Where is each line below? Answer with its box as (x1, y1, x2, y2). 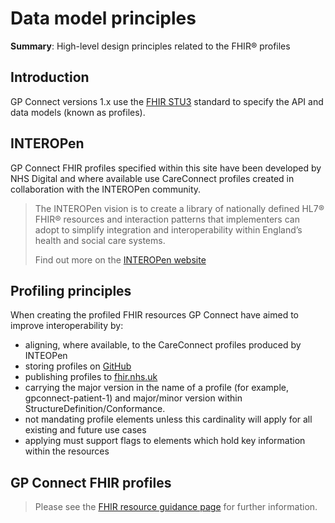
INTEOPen (24, 350, 68, 362)
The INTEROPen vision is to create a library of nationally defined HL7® (34, 202, 325, 214)
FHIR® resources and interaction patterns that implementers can (34, 213, 300, 225)
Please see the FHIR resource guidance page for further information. (34, 501, 318, 513)
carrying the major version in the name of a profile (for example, (24, 382, 289, 394)
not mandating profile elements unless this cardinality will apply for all (24, 413, 313, 426)
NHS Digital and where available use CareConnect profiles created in (10, 172, 295, 184)
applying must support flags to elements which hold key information (24, 435, 306, 447)
